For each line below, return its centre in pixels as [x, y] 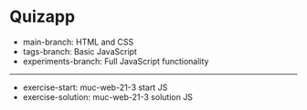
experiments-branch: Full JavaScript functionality [116, 61]
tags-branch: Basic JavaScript [79, 51]
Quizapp [42, 17]
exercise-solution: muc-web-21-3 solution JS [108, 96]
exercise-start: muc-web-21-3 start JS [95, 87]
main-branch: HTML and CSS [78, 42]
